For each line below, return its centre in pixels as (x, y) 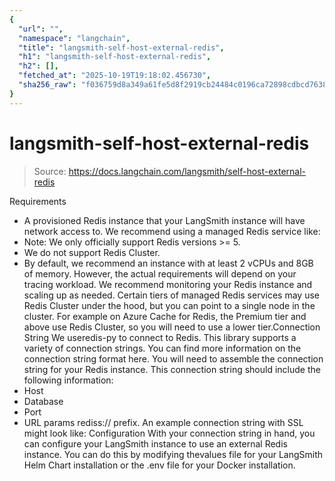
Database (43, 401)
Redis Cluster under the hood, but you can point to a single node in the (169, 305)
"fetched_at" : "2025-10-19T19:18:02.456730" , (115, 76)
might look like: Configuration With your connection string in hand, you (169, 433)
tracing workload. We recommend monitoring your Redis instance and (168, 284)
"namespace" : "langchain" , (74, 38)
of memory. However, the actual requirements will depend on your (160, 273)
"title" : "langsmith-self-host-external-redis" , (121, 47)
